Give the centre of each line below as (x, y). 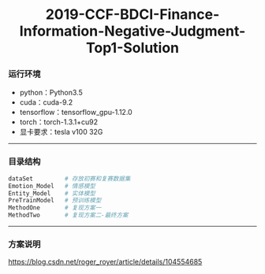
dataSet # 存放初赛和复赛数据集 (69, 179)
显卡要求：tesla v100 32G (61, 132)
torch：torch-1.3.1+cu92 (59, 122)
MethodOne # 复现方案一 (55, 208)
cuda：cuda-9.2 (46, 102)
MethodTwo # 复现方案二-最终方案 (68, 215)
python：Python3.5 (51, 93)
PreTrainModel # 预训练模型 (55, 201)
